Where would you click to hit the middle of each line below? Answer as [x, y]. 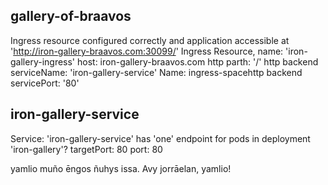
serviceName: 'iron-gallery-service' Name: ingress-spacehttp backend [156, 72]
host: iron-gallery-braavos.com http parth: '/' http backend [197, 61]
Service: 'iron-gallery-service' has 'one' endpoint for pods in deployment [160, 138]
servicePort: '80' [45, 83]
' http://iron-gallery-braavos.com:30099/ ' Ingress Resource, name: [147, 51]
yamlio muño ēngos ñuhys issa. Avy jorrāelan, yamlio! [121, 168]
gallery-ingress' [43, 61]
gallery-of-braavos [71, 16]
